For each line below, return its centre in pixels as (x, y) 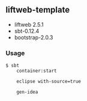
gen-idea (27, 92)
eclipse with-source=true (49, 82)
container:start (37, 71)
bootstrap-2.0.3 (34, 37)
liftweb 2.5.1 (29, 24)
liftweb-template (38, 10)
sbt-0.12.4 (27, 31)
